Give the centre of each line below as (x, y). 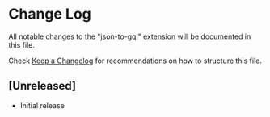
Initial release (42, 105)
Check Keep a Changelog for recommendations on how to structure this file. (135, 61)
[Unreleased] (42, 86)
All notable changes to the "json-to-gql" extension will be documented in (130, 36)
